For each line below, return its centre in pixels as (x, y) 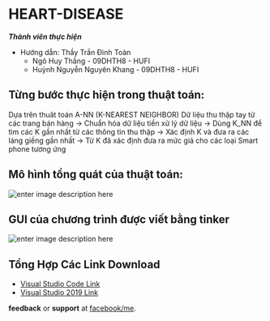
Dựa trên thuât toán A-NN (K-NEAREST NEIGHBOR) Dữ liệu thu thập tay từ (132, 114)
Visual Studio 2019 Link (59, 293)
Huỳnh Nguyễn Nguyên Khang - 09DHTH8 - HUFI (116, 69)
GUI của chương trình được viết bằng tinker (119, 219)
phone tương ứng (37, 149)
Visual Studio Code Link (60, 284)
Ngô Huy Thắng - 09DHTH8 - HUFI (91, 61)
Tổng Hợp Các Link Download (84, 264)
